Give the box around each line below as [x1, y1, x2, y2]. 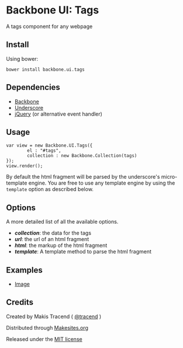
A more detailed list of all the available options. [6, 218, 119, 225]
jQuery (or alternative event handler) [14, 110, 102, 117]
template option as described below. [6, 186, 94, 193]
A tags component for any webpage [6, 23, 93, 30]
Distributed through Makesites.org [6, 324, 89, 331]
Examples [6, 265, 43, 275]
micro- [161, 173, 178, 180]
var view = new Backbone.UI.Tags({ [6, 142, 93, 149]
